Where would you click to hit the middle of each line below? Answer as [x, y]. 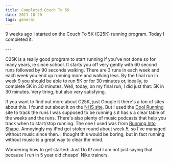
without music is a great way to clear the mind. [54, 140]
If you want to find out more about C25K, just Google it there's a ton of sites [85, 102]
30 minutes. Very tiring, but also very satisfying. [56, 92]
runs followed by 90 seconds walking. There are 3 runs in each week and [82, 70]
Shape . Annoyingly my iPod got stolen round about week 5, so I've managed [86, 129]
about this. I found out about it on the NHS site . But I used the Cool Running [85, 107]
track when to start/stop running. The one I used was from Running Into [80, 124]
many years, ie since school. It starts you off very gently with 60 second [81, 65]
